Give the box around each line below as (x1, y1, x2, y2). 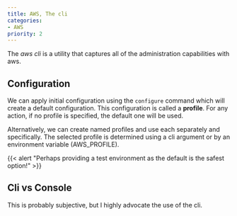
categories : (7, 17, 42, 24)
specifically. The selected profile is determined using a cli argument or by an (7, 132, 231, 142)
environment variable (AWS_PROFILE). (7, 140, 120, 149)
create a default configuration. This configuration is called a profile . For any (7, 104, 229, 113)
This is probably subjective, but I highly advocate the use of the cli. (7, 200, 203, 209)
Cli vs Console (7, 182, 72, 194)
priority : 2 (7, 30, 42, 38)
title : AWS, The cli (7, 10, 69, 18)
